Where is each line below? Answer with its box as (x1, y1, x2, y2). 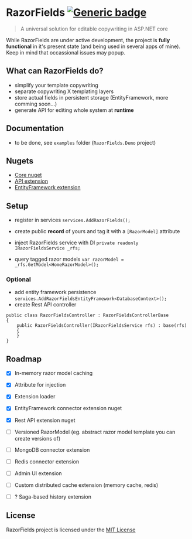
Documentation (6, 124, 64, 134)
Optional (6, 275, 31, 284)
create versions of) (14, 435, 61, 442)
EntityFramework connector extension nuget (14, 405, 122, 412)
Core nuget (14, 172, 42, 179)
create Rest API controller (14, 301, 77, 308)
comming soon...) (14, 100, 57, 107)
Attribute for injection (14, 381, 66, 388)
